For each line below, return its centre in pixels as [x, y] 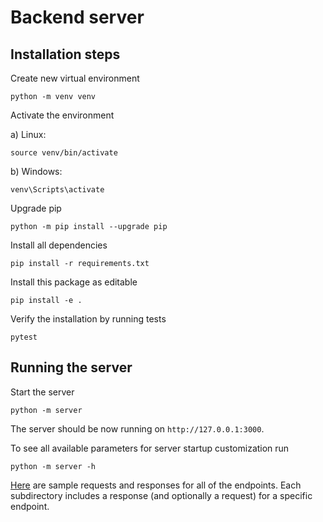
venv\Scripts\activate [57, 190]
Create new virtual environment [75, 78]
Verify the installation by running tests [88, 319]
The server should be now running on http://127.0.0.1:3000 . [137, 428]
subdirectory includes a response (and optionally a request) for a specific [161, 495]
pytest [24, 337]
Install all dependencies [59, 245]
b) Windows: [36, 171]
